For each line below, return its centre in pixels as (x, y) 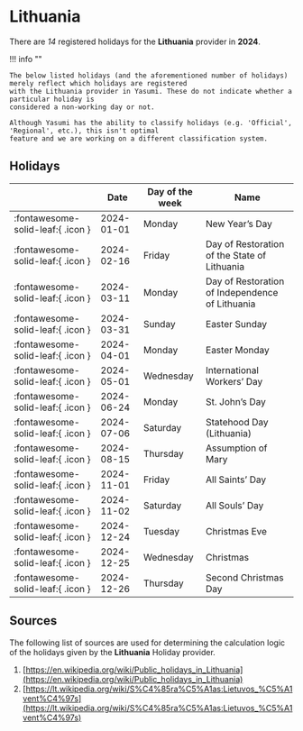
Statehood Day (237, 422)
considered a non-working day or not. (82, 107)
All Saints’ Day (236, 480)
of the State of (236, 255)
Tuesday (161, 531)
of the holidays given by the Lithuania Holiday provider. (113, 652)
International (233, 370)
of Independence (242, 292)
